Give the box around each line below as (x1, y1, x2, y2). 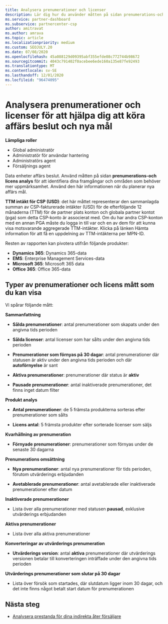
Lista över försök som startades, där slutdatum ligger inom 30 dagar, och (12, 580, 163, 586)
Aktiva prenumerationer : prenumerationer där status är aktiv (12, 372, 139, 378)
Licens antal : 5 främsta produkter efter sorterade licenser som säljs (12, 421, 152, 427)
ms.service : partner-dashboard (5, 17, 70, 22)
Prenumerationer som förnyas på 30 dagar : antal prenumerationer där (12, 351, 159, 358)
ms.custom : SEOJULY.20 (5, 45, 52, 50)
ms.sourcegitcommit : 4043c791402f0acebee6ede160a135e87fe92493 (5, 59, 140, 64)
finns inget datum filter (12, 387, 59, 393)
